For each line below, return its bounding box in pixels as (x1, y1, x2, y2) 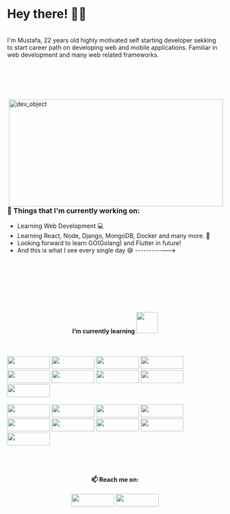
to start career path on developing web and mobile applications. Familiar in (7, 43, 218, 51)
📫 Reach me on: (91, 476, 139, 484)
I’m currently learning (72, 326, 136, 335)
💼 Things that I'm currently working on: (7, 205, 140, 215)
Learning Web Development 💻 (16, 222, 104, 230)
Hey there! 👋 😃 (7, 6, 87, 22)
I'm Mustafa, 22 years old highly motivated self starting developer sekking (7, 36, 216, 44)
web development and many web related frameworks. (7, 51, 159, 59)
